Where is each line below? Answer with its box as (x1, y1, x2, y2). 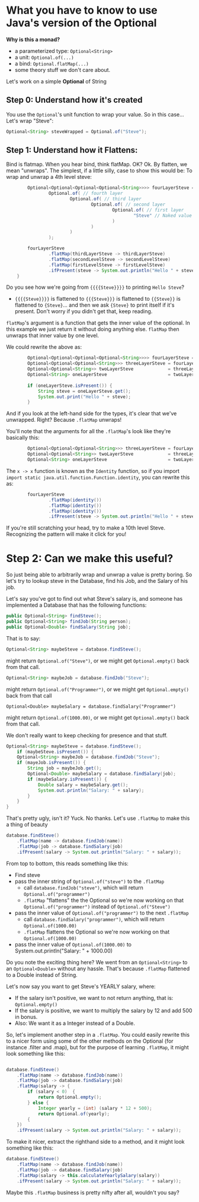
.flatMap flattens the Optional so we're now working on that (23, 928, 170, 935)
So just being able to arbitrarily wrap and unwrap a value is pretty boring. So (6, 571, 192, 578)
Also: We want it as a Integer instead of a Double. (14, 1020, 135, 1027)
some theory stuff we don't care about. (14, 66, 111, 73)
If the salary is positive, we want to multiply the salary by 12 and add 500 (14, 1007, 192, 1014)
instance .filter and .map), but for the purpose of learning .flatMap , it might (6, 1043, 190, 1050)
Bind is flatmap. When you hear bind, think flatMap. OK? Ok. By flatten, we (6, 161, 188, 168)
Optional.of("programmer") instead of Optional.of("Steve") (23, 903, 171, 910)
